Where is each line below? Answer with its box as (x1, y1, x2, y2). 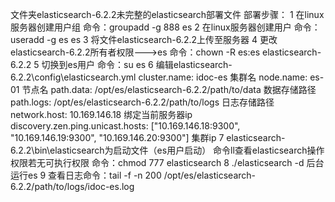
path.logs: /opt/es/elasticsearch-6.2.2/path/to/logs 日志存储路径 (10, 96, 275, 108)
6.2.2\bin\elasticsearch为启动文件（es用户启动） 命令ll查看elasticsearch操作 (10, 144, 325, 156)
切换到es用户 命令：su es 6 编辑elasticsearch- (41, 59, 233, 70)
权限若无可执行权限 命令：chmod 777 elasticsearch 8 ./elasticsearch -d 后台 (10, 157, 325, 168)
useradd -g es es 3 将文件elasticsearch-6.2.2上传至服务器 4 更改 (10, 34, 278, 45)
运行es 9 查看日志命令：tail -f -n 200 (10, 169, 162, 181)
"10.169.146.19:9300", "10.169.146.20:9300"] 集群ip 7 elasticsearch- (10, 132, 286, 143)
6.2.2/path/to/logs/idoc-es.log (10, 181, 135, 192)
